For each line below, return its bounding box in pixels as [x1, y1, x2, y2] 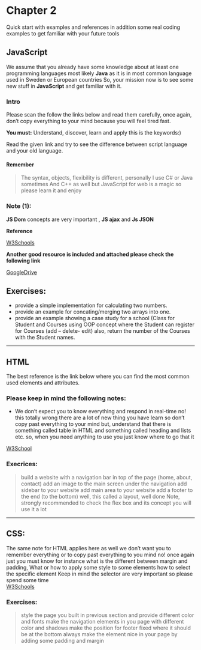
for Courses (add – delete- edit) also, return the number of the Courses [14, 327, 190, 335]
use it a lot [20, 505, 47, 512]
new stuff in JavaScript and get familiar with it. [6, 82, 122, 90]
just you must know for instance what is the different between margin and [6, 557, 188, 565]
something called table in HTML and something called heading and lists [14, 427, 191, 434]
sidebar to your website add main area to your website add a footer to [20, 486, 193, 493]
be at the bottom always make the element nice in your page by [20, 630, 178, 637]
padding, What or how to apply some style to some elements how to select [6, 563, 191, 571]
